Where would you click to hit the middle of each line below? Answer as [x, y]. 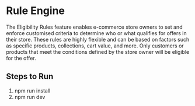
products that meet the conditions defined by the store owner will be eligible [98, 52]
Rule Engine [36, 11]
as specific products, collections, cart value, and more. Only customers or [95, 46]
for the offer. [21, 58]
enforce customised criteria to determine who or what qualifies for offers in [96, 33]
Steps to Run [30, 76]
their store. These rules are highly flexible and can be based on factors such [98, 39]
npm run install [32, 90]
